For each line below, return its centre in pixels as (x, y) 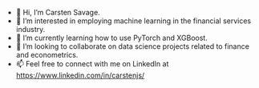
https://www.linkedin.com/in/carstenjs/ (80, 75)
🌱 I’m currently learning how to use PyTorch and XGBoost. (112, 38)
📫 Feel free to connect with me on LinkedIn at (92, 64)
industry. (30, 29)
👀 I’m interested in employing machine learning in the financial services (133, 21)
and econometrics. (47, 55)
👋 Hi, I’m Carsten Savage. (58, 12)
